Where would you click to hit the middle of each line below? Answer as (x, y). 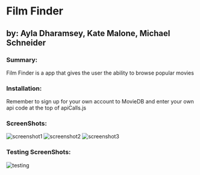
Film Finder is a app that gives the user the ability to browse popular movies (100, 73)
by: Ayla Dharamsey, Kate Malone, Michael (88, 33)
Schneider (26, 42)
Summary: (22, 60)
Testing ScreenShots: (39, 152)
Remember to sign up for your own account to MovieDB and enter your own (100, 102)
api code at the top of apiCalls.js (46, 108)
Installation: (24, 88)
